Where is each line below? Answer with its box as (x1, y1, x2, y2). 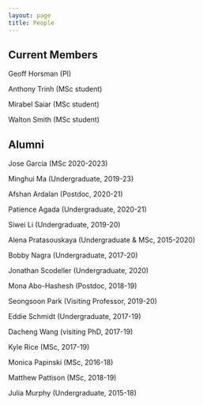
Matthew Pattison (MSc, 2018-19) (8, 373, 117, 383)
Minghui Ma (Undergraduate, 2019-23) (8, 174, 134, 184)
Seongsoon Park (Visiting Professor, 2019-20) (8, 297, 158, 306)
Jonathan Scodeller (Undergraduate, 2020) (8, 266, 149, 276)
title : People (8, 19, 55, 27)
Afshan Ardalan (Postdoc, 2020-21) (8, 189, 124, 199)
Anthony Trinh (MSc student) (8, 84, 103, 94)
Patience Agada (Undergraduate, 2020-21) (8, 204, 148, 214)
